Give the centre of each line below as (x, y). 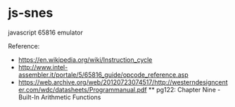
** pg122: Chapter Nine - (184, 89)
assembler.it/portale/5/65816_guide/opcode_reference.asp (103, 75)
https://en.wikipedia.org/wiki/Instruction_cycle (85, 59)
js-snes (31, 13)
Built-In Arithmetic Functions (59, 97)
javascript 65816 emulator (46, 32)
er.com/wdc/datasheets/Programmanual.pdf (82, 89)
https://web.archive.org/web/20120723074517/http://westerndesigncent (123, 82)
